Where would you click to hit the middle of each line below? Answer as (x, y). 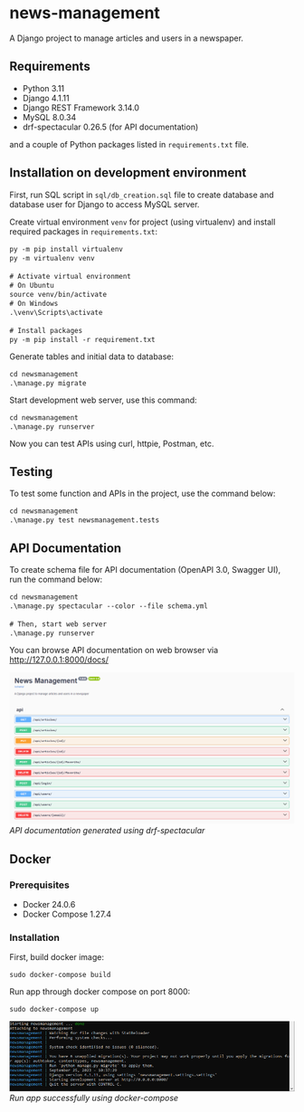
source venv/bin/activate (58, 294)
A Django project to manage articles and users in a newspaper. (127, 38)
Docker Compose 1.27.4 (66, 914)
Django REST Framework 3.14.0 (81, 108)
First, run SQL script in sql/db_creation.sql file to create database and (142, 195)
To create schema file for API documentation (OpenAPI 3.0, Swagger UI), (145, 570)
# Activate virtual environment (70, 276)
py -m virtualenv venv (52, 258)
